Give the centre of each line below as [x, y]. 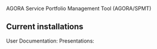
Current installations [45, 27]
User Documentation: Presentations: [50, 41]
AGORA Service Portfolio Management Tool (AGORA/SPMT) [79, 8]
